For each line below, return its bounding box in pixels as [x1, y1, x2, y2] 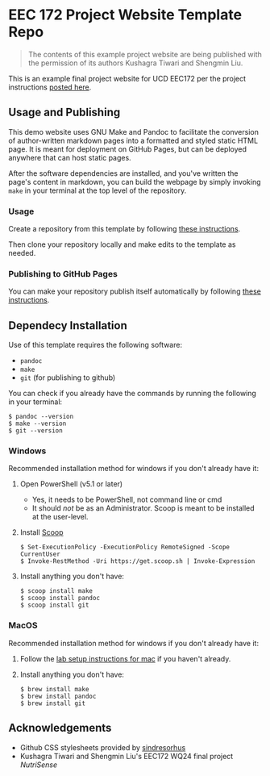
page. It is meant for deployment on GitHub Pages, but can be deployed [8, 144, 247, 154]
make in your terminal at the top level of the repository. [8, 186, 187, 195]
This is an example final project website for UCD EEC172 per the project [8, 73, 247, 83]
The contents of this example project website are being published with [27, 49, 262, 59]
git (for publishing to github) [19, 373, 116, 382]
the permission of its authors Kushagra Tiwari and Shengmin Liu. [27, 58, 243, 68]
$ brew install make [19, 685, 89, 693]
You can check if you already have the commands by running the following [8, 389, 256, 398]
